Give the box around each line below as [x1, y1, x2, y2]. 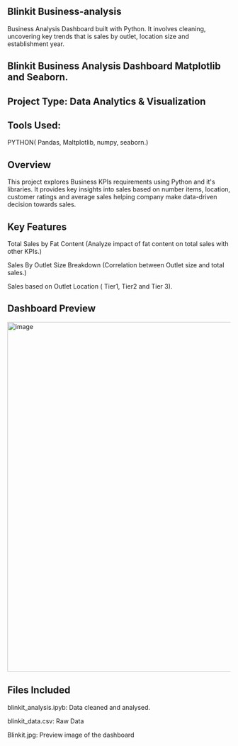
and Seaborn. [7, 71, 69, 84]
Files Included [7, 684, 71, 696]
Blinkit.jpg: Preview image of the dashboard [7, 730, 135, 739]
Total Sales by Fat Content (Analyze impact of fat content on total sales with [7, 240, 229, 248]
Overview [7, 159, 52, 171]
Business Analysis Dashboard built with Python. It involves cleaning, [7, 24, 206, 33]
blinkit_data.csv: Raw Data [7, 716, 84, 725]
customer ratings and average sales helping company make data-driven [7, 193, 217, 201]
